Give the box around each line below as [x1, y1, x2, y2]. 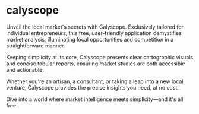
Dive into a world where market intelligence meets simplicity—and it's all [6, 96, 184, 103]
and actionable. [6, 66, 45, 73]
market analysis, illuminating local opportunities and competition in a [6, 36, 174, 43]
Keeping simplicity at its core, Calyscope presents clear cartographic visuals [6, 53, 194, 61]
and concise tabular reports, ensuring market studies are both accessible [6, 60, 185, 67]
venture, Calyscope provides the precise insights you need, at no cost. [6, 84, 179, 91]
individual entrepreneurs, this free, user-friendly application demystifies [6, 29, 182, 36]
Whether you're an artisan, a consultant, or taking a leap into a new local [6, 78, 184, 85]
